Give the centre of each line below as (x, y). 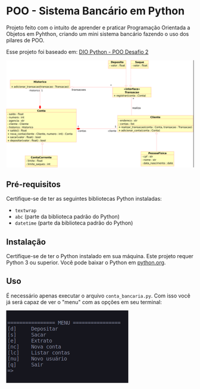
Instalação (26, 242)
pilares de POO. (25, 40)
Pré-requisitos (34, 184)
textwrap (26, 211)
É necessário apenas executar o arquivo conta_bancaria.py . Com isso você (98, 295)
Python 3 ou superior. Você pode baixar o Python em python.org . (86, 262)
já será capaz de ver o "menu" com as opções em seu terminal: (84, 302)
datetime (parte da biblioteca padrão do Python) (74, 223)
